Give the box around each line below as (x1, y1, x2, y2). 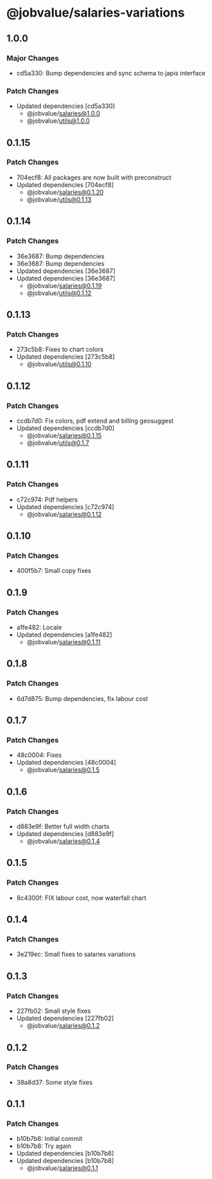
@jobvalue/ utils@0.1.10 (26, 360, 92, 369)
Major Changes (6, 53, 59, 63)
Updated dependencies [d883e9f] (16, 830, 115, 838)
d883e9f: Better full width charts (16, 822, 110, 831)
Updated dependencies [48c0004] (16, 759, 117, 767)
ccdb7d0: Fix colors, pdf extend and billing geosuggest (16, 416, 174, 425)
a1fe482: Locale (16, 623, 62, 631)
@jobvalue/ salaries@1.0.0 (26, 109, 101, 118)
